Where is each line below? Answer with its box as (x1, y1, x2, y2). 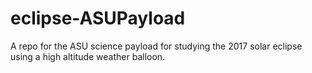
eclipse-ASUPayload (10, 7, 186, 30)
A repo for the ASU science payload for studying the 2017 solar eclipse (10, 40, 303, 52)
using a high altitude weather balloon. (10, 50, 166, 62)
